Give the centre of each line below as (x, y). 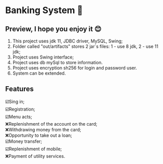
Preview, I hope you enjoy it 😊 (53, 29)
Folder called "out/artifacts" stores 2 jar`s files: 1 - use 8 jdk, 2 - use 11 (85, 46)
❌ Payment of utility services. (35, 156)
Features (19, 89)
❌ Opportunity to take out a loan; (39, 135)
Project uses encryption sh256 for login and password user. (75, 68)
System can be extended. (39, 73)
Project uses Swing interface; (43, 57)
